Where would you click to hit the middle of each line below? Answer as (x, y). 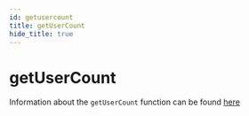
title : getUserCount (48, 26)
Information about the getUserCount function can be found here (124, 102)
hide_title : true (41, 34)
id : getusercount (41, 17)
